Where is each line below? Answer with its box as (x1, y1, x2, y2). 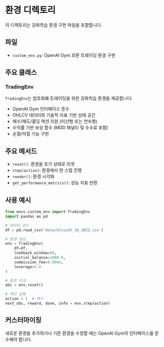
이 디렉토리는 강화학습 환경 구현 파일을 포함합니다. (5, 22, 103, 28)
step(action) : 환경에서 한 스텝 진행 (12, 168, 82, 173)
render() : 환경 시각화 (12, 173, 55, 179)
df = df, (14, 246, 28, 251)
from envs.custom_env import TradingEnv (5, 209, 91, 214)
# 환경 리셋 (5, 278, 26, 283)
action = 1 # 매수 (5, 296, 44, 302)
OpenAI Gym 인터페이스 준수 (12, 106, 70, 112)
